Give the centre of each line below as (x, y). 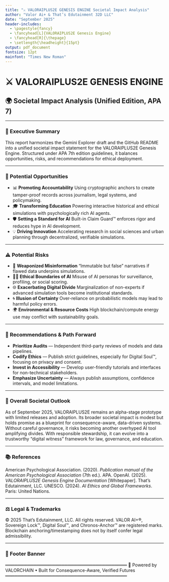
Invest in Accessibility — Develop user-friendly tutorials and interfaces (87, 367)
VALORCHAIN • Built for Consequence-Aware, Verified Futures (70, 570)
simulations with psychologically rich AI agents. (62, 213)
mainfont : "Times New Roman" (36, 57)
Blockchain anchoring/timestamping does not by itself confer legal (74, 531)
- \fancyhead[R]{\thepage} (38, 38)
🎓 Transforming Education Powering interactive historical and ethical (86, 206)
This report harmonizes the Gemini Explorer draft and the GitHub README (82, 142)
